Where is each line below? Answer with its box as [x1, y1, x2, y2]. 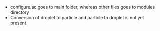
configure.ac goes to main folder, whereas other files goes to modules [10, 4, 155, 10]
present [10, 20, 26, 26]
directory [10, 9, 29, 15]
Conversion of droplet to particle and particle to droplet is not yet [10, 15, 144, 20]
